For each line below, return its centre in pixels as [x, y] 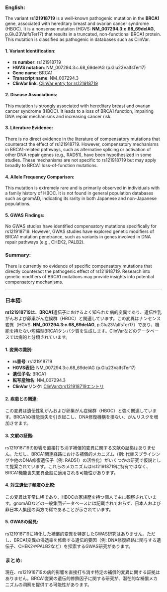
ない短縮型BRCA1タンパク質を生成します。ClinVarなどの [80, 331]
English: [15, 7]
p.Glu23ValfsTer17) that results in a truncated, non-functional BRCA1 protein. [83, 34]
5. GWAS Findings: [25, 215]
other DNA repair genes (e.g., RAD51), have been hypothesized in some [78, 155]
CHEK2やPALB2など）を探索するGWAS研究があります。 [76, 546]
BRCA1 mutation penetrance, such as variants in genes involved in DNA [78, 237]
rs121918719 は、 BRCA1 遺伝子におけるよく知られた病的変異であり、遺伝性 [81, 312]
